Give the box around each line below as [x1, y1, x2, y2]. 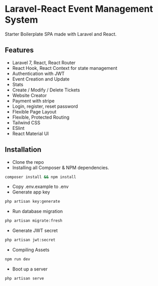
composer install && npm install [5, 174, 76, 180]
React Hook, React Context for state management [12, 65, 117, 71]
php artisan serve [5, 276, 44, 281]
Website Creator [12, 92, 47, 98]
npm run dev [5, 257, 30, 262]
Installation [5, 145, 42, 154]
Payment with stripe [12, 98, 55, 104]
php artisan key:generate [5, 199, 60, 204]
